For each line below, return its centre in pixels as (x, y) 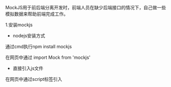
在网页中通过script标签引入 (34, 79)
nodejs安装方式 (29, 36)
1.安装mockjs (19, 25)
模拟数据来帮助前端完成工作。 (37, 14)
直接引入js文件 (28, 68)
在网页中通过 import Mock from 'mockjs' (48, 57)
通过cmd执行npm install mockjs (39, 47)
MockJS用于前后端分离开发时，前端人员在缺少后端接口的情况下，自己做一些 (86, 7)
